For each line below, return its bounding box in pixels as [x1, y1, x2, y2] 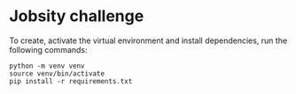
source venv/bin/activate [9, 69, 105, 78]
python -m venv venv [9, 61, 86, 70]
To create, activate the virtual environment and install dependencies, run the [9, 35, 288, 46]
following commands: [9, 44, 88, 54]
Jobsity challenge [9, 6, 144, 26]
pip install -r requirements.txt [9, 76, 133, 85]
